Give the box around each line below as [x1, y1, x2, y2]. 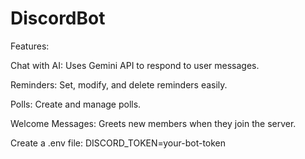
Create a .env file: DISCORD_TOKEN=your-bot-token [10, 137, 227, 149]
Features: [10, 40, 50, 52]
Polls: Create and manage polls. [10, 98, 142, 110]
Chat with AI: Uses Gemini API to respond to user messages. [10, 59, 260, 71]
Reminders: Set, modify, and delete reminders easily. [10, 78, 228, 91]
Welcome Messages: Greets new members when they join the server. [10, 117, 297, 129]
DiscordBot [10, 7, 106, 30]
